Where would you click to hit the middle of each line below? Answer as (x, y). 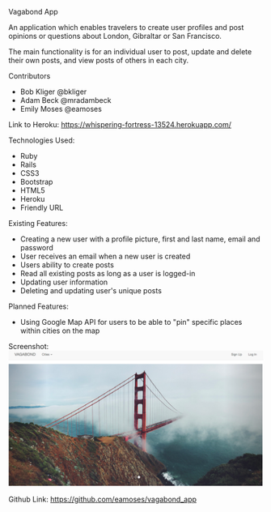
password (37, 247)
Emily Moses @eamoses (61, 109)
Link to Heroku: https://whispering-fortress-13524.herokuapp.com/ (120, 124)
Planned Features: (38, 306)
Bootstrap (36, 182)
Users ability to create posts (67, 265)
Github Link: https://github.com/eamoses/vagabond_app (102, 499)
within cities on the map (60, 331)
